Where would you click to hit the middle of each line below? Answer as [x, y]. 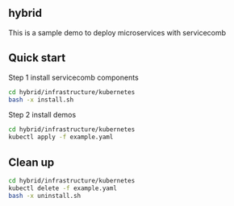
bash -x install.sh [41, 100]
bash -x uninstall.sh [45, 196]
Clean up [31, 162]
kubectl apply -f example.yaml [61, 137]
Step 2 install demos [42, 115]
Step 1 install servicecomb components [73, 77]
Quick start [37, 58]
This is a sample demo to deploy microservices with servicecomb [117, 32]
